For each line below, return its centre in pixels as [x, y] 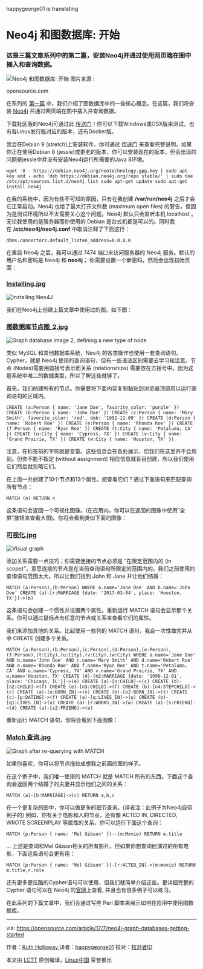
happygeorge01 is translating [42, 9]
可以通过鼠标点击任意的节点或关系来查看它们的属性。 [88, 618]
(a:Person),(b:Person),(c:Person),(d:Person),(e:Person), [97, 650]
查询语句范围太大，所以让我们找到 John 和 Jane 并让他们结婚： [85, 576]
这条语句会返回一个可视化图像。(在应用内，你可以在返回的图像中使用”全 [96, 511]
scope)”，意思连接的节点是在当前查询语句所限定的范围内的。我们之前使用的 [101, 569]
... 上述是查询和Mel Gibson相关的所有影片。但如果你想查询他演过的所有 [95, 846]
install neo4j [24, 187]
